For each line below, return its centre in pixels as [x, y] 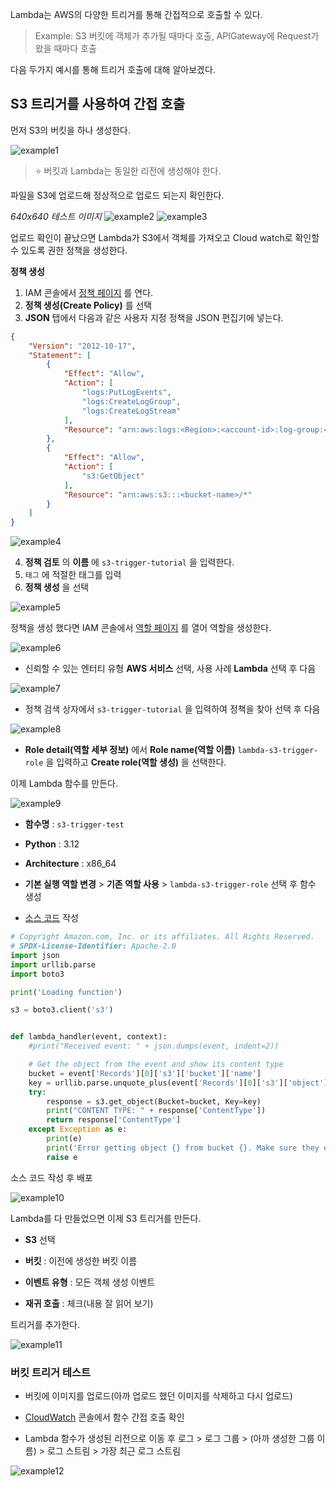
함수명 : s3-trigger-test [74, 824]
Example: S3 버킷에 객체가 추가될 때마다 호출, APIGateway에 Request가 [177, 36]
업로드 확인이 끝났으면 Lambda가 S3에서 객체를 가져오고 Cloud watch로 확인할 [165, 237]
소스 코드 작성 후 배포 [51, 1177]
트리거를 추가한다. [45, 1324]
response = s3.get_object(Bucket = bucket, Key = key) [154, 1101]
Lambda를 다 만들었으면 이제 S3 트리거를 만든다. [106, 1218]
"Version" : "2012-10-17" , [82, 346]
